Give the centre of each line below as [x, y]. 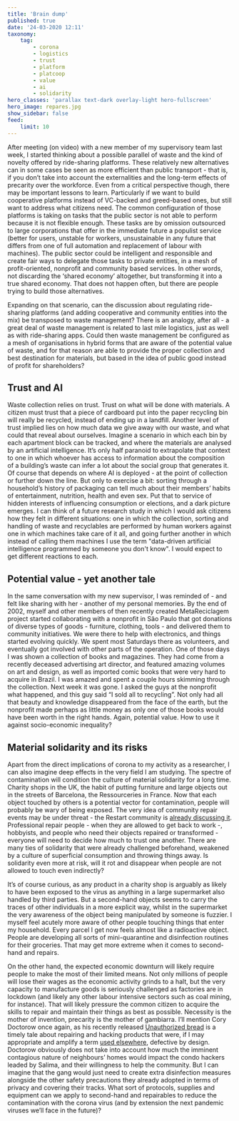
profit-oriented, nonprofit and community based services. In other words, [115, 268]
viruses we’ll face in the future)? [55, 1110]
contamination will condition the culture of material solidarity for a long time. [119, 779]
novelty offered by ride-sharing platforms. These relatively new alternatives [118, 162]
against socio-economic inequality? [60, 725]
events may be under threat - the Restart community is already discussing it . [120, 817]
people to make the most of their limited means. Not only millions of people [118, 973]
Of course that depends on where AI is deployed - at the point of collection [118, 473]
